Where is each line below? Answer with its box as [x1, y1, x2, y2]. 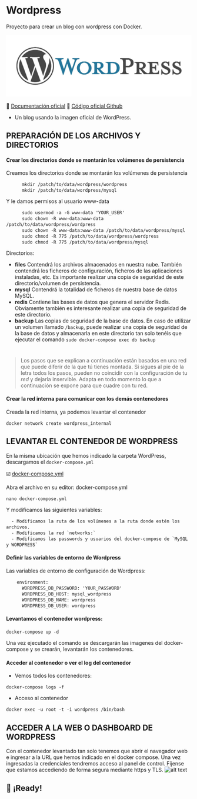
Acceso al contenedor [14, 695, 69, 702]
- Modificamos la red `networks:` [11, 530, 96, 536]
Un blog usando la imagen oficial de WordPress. [14, 114, 131, 121]
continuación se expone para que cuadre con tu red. [20, 382, 148, 389]
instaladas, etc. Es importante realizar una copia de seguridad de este [14, 274, 184, 281]
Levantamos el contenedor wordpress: [6, 615, 103, 622]
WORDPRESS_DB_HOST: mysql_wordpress [21, 591, 112, 597]
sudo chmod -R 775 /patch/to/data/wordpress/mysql [21, 239, 149, 245]
